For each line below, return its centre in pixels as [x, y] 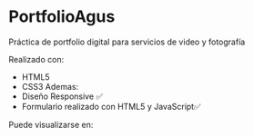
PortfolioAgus [62, 17]
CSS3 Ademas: [50, 86]
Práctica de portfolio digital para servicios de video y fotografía [127, 42]
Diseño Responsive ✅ [62, 96]
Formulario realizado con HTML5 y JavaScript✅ [111, 106]
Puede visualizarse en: [51, 124]
